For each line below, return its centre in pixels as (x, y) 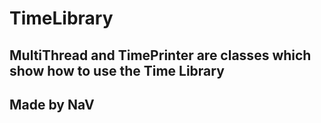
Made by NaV (52, 104)
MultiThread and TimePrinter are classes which (160, 55)
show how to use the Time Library (117, 70)
